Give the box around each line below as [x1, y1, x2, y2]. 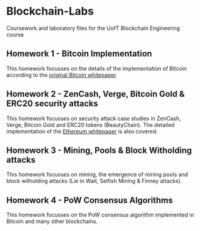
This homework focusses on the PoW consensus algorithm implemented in [6, 211, 194, 219]
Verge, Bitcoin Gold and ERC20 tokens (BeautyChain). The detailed [6, 121, 175, 129]
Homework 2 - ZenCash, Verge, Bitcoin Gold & [6, 89, 185, 99]
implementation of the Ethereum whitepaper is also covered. [6, 127, 158, 135]
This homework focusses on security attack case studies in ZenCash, [6, 115, 181, 122]
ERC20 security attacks [6, 99, 99, 109]
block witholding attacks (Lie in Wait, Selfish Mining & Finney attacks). [6, 177, 182, 185]
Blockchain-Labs [6, 4, 95, 18]
